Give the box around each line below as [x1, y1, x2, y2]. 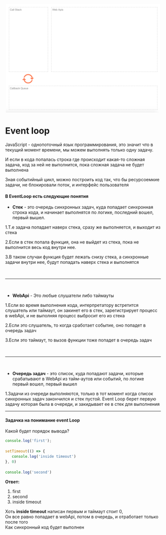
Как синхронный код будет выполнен [5, 524, 84, 530]
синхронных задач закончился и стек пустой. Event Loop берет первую [5, 396, 157, 402]
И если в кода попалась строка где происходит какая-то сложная [5, 156, 145, 162]
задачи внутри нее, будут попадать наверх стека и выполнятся [5, 259, 139, 265]
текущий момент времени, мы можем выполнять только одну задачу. [5, 147, 154, 152]
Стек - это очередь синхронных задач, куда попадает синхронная [12, 204, 153, 210]
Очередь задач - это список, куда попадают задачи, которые [12, 371, 144, 377]
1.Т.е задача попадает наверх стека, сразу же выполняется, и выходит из [5, 224, 161, 230]
